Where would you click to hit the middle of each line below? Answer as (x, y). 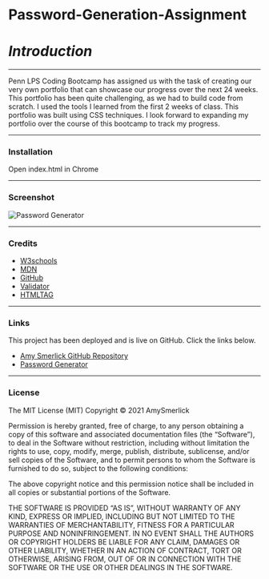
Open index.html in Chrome (53, 169)
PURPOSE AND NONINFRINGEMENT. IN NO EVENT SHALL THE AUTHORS (131, 533)
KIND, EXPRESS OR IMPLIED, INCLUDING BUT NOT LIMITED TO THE (122, 516)
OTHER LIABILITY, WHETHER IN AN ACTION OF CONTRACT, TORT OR (125, 550)
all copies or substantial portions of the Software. (89, 492)
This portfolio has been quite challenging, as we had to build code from (126, 99)
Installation (31, 152)
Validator (34, 287)
